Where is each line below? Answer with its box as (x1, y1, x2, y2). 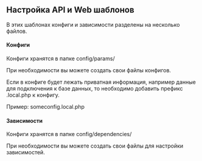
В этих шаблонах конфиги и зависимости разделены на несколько (6, 21, 180, 28)
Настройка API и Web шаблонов (6, 5, 135, 15)
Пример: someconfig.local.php (6, 103, 85, 111)
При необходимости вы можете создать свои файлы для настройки (6, 142, 184, 149)
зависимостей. (6, 149, 46, 156)
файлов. (6, 27, 27, 35)
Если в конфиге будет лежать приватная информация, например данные (6, 78, 196, 86)
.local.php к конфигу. (6, 91, 60, 99)
